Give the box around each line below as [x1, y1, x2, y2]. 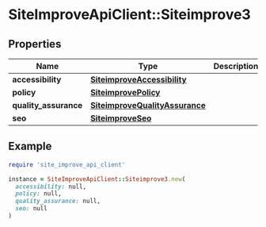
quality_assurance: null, [15, 197, 101, 206]
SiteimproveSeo [89, 113, 152, 124]
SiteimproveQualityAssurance [89, 100, 206, 110]
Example [8, 140, 52, 153]
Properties [8, 37, 62, 51]
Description [213, 61, 259, 71]
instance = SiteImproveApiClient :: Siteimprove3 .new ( [8, 175, 186, 183]
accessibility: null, [15, 183, 87, 190]
